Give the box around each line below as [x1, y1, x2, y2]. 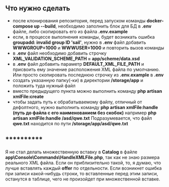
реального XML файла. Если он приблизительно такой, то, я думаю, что [5, 159, 161, 166]
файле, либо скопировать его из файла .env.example [12, 28, 128, 35]
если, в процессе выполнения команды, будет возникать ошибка [12, 34, 155, 40]
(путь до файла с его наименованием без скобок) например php [12, 110, 157, 116]
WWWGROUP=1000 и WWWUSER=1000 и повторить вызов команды [12, 44, 164, 50]
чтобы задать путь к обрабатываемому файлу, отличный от [12, 99, 142, 105]
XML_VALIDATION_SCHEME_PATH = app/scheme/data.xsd [12, 56, 140, 62]
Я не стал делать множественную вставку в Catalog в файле [5, 149, 138, 155]
